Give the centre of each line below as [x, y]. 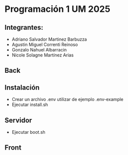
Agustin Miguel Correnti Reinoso [45, 45]
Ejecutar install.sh [30, 104]
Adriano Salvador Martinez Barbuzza [49, 39]
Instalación [22, 87]
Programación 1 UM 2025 [58, 9]
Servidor [19, 120]
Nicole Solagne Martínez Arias [43, 55]
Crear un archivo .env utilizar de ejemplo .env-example [68, 100]
